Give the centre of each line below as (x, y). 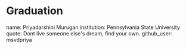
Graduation (35, 11)
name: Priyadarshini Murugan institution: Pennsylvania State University (93, 27)
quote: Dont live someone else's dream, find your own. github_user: (89, 33)
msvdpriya (19, 40)
